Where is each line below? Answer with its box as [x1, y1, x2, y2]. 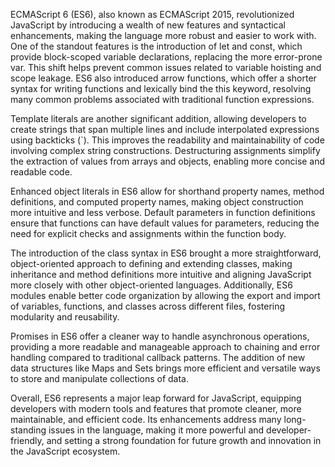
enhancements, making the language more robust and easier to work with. [10, 30, 317, 41]
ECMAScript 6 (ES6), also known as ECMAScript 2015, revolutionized [10, 9, 295, 20]
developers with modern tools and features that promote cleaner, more [10, 403, 302, 414]
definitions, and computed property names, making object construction [10, 196, 304, 208]
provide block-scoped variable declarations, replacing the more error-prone [10, 51, 323, 63]
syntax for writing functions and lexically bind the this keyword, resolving [10, 83, 312, 94]
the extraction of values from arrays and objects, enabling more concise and [10, 155, 326, 167]
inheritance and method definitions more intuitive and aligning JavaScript [10, 269, 312, 280]
